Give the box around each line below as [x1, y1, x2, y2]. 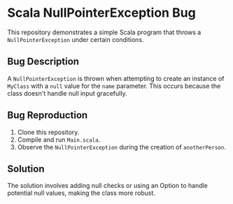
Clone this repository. [17, 128, 80, 136]
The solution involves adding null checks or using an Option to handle [7, 182, 209, 190]
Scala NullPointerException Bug [7, 5, 196, 21]
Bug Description [7, 56, 79, 68]
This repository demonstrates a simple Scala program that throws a [7, 28, 202, 36]
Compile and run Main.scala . [17, 135, 101, 144]
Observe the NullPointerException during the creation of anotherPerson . [17, 143, 226, 151]
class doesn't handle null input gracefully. [7, 89, 127, 97]
